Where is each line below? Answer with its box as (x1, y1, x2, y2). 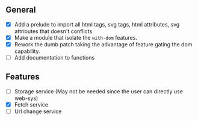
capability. (14, 48, 40, 55)
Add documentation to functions (14, 54, 95, 61)
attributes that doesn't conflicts (14, 27, 93, 35)
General (5, 5, 37, 15)
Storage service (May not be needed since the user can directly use (14, 87, 183, 95)
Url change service (14, 108, 62, 115)
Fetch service (14, 101, 49, 108)
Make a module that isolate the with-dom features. (14, 34, 138, 41)
